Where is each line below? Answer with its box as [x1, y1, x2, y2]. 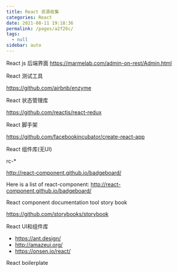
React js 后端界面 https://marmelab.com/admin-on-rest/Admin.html [6, 59, 172, 67]
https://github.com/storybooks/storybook [6, 210, 109, 217]
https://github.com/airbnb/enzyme [6, 84, 92, 91]
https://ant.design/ [14, 235, 61, 242]
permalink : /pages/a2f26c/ [6, 25, 74, 32]
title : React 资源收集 [6, 8, 59, 15]
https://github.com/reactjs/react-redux [6, 109, 102, 116]
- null [11, 37, 28, 43]
